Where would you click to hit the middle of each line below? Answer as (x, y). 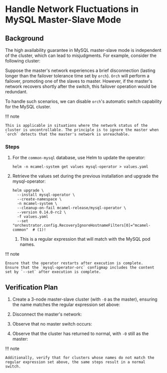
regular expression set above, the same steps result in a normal (75, 362)
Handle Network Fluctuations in (72, 9)
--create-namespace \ (40, 199)
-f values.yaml (33, 217)
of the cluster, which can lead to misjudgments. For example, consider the (81, 55)
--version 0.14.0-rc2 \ (42, 212)
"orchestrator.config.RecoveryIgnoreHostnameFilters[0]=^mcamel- (81, 226)
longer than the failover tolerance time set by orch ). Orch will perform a (77, 76)
